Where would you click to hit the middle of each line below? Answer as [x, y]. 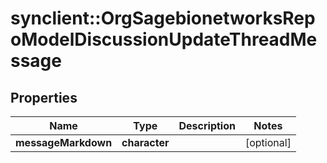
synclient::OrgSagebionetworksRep [163, 18]
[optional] [268, 142]
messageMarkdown [64, 142]
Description [207, 125]
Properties [44, 97]
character [145, 142]
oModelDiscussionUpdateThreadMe [164, 39]
